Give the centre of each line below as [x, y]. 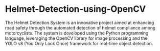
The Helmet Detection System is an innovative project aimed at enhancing [80, 23]
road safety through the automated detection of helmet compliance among [80, 27]
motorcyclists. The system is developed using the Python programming [77, 33]
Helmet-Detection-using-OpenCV [75, 9]
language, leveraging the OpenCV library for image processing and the [76, 38]
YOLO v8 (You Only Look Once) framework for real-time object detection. [79, 43]
